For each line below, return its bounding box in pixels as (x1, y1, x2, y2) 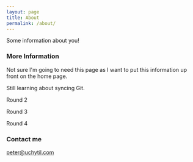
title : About (6, 15, 40, 21)
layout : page (6, 9, 40, 15)
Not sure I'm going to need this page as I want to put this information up (6, 66, 188, 73)
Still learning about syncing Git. (6, 84, 85, 91)
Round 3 (6, 108, 27, 115)
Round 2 (6, 96, 27, 104)
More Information (6, 52, 59, 61)
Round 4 (6, 119, 28, 127)
